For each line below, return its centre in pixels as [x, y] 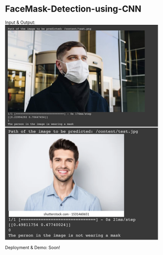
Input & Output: [20, 22]
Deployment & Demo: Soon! [33, 248]
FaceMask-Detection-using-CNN [73, 9]
